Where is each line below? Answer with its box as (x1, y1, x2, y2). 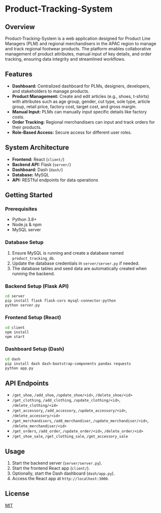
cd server (5, 293, 25, 299)
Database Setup (5, 239, 44, 246)
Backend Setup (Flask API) (5, 283, 69, 289)
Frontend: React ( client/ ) (12, 156, 64, 162)
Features (5, 70, 32, 79)
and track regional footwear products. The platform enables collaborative (5, 46, 151, 51)
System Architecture (5, 144, 69, 152)
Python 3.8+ (12, 217, 37, 223)
